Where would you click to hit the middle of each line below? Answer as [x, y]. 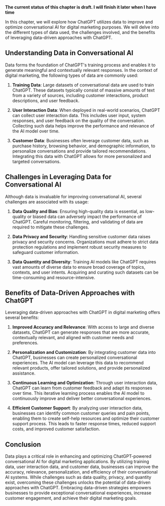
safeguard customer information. [46, 252]
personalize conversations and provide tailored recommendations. [79, 151]
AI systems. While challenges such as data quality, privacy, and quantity [78, 477]
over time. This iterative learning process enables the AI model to [78, 393]
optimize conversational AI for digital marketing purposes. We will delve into [82, 27]
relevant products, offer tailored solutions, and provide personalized [81, 368]
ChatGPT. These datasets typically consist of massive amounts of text [83, 90]
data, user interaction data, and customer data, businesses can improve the [82, 467]
